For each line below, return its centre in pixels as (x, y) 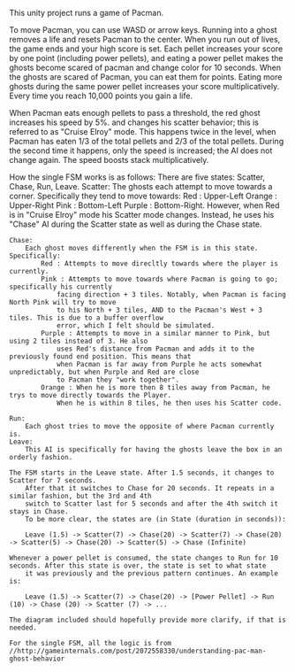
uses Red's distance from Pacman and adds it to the (155, 349)
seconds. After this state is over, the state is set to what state (138, 566)
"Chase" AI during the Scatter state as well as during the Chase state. (136, 224)
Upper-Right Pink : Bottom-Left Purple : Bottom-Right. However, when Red (144, 205)
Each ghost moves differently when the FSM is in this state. (142, 248)
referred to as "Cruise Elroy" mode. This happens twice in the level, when (143, 131)
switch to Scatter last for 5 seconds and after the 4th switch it (151, 504)
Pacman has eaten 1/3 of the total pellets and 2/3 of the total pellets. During (147, 141)
